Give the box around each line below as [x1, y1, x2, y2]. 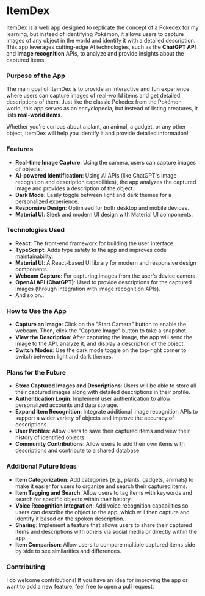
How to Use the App [6, 306, 67, 315]
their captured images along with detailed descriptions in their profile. [15, 389, 190, 396]
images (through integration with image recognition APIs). [15, 285, 160, 292]
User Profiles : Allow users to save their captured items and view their [15, 428, 190, 435]
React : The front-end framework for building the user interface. [15, 239, 175, 247]
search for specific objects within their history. [15, 495, 132, 503]
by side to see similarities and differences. [15, 547, 121, 555]
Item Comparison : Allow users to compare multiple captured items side [15, 540, 195, 548]
